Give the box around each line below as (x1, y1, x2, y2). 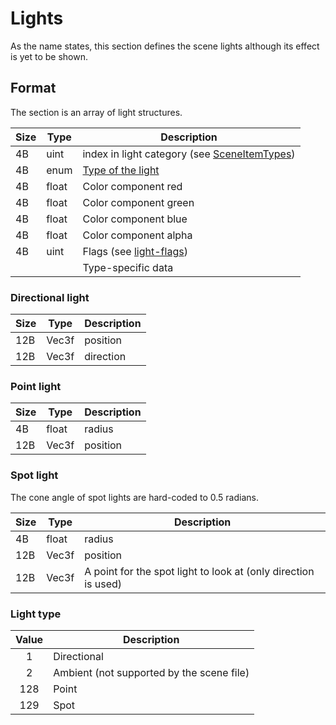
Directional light (10, 290, 90, 304)
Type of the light (82, 163, 160, 177)
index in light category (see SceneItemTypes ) (82, 147, 296, 161)
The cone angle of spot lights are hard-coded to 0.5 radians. (10, 491, 259, 503)
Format (10, 80, 57, 97)
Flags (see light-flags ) (82, 244, 188, 258)
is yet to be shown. (10, 50, 89, 62)
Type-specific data (82, 260, 174, 274)
